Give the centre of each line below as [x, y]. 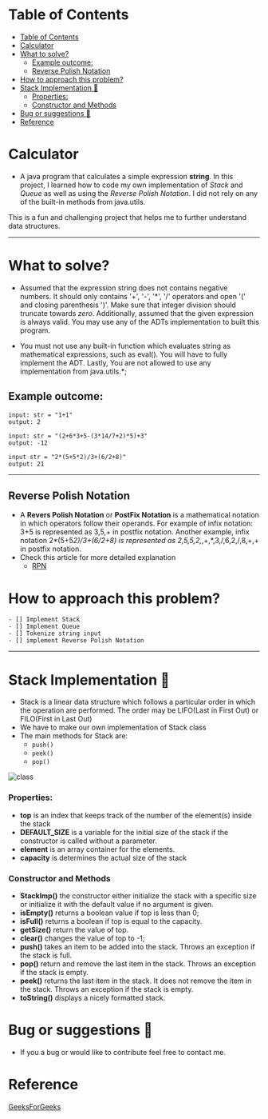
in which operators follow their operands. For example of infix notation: [136, 524]
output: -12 [28, 443]
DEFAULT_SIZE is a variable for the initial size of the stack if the [124, 832]
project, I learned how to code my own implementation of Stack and [131, 185]
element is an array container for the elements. [97, 849]
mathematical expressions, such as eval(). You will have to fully [124, 354]
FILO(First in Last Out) [56, 719]
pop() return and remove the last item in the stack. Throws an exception [138, 963]
